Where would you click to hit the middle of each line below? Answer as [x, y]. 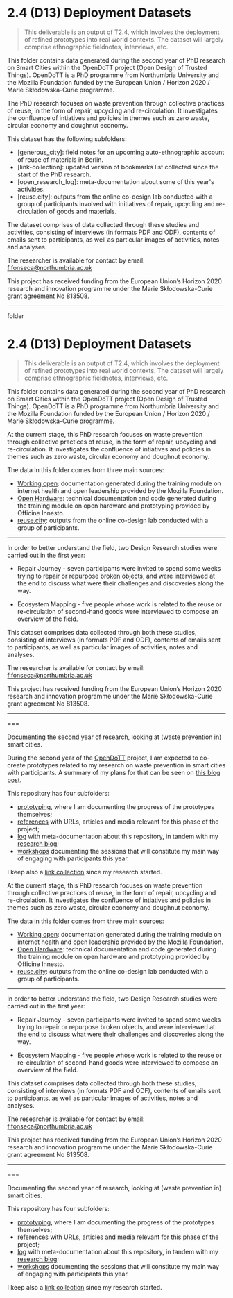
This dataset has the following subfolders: [67, 139]
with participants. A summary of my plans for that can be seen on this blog [114, 772]
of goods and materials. [83, 211]
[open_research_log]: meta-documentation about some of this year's [116, 181]
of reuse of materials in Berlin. [60, 159]
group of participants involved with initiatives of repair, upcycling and [116, 203]
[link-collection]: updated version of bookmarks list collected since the [118, 167]
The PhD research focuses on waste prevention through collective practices [116, 103]
